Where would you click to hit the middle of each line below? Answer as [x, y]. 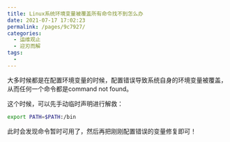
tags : [15, 53]
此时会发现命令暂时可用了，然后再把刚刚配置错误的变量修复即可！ [102, 131]
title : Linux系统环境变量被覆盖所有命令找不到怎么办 [75, 14]
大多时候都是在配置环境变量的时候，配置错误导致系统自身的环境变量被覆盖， [117, 80]
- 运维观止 [27, 40]
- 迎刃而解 [27, 46]
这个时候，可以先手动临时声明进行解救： [65, 104]
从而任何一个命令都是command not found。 [70, 89]
